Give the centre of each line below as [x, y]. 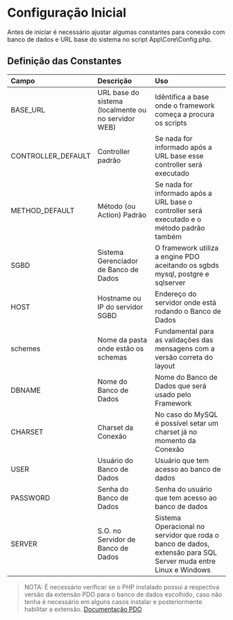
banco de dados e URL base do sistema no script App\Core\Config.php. [110, 39]
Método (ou [116, 206]
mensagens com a [185, 349]
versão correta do [184, 357]
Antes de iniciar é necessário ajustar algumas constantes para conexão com [116, 32]
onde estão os [121, 349]
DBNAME [26, 390]
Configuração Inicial [67, 13]
